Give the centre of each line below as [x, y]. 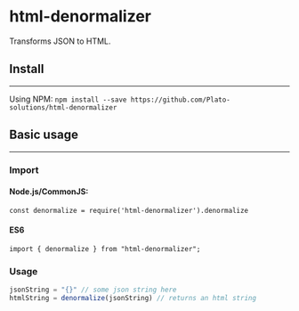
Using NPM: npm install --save [68, 99]
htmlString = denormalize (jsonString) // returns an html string [133, 299]
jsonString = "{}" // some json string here [93, 290]
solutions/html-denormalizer [63, 107]
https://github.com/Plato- [181, 100]
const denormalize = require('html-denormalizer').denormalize [129, 210]
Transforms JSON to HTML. [60, 41]
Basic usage [44, 135]
